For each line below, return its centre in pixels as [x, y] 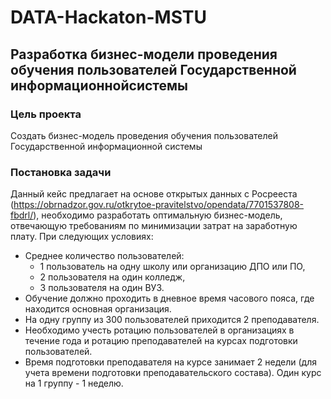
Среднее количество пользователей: [104, 256]
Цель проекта [46, 114]
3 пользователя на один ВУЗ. [102, 288]
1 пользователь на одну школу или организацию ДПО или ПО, [172, 267]
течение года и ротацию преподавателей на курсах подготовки [161, 341]
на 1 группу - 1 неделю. [74, 383]
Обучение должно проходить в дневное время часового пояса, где [169, 298]
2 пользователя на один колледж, [112, 277]
